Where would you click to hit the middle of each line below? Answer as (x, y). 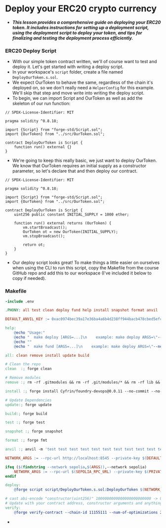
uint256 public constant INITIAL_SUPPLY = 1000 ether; (72, 215)
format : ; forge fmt (26, 440)
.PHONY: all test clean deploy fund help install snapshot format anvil (82, 310)
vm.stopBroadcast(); (44, 236)
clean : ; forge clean (28, 369)
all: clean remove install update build (47, 355)
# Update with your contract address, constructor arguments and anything (84, 503)
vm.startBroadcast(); (45, 227)
